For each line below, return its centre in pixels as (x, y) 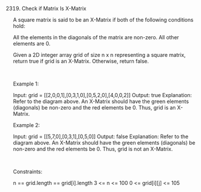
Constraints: (28, 172)
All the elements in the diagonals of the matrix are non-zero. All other (96, 37)
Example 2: (27, 125)
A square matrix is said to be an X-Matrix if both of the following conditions (103, 20)
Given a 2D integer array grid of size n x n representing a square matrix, (100, 55)
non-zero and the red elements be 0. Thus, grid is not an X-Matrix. (93, 149)
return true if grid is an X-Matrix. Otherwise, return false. (81, 61)
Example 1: (26, 84)
